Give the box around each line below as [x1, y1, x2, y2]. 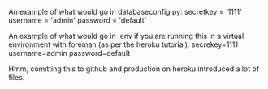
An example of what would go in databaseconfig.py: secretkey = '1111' [8, 7, 242, 16]
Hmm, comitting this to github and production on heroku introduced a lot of [8, 64, 260, 74]
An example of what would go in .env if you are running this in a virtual [8, 32, 244, 40]
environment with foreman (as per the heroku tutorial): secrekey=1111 [8, 40, 238, 49]
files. [8, 73, 25, 82]
